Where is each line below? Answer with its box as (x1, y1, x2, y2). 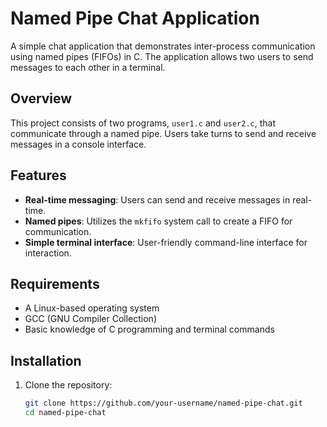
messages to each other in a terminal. (10, 61, 166, 73)
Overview (10, 90, 73, 107)
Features (10, 167, 67, 184)
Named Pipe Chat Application (10, 7, 260, 30)
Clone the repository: (24, 379, 113, 391)
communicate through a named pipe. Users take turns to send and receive (10, 127, 317, 139)
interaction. (24, 247, 72, 259)
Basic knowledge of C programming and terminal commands (24, 323, 275, 336)
